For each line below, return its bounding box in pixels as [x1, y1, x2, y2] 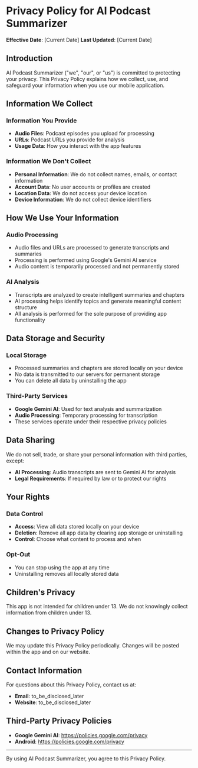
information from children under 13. [6, 609, 92, 616]
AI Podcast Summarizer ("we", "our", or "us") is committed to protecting [6, 69, 181, 76]
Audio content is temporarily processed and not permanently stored [14, 263, 180, 270]
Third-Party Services [6, 392, 68, 400]
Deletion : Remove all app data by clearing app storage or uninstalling [14, 529, 183, 536]
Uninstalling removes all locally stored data [14, 570, 119, 577]
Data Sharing [6, 435, 55, 445]
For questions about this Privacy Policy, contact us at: [6, 681, 137, 688]
